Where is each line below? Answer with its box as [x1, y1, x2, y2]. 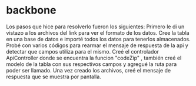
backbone [6, 4, 57, 17]
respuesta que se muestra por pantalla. [6, 73, 101, 80]
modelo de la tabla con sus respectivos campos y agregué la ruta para [6, 60, 177, 68]
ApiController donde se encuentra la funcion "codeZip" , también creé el [6, 54, 182, 61]
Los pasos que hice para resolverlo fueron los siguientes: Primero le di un [6, 23, 185, 30]
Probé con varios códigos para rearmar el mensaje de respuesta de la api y [6, 42, 188, 49]
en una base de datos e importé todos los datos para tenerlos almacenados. [6, 35, 191, 42]
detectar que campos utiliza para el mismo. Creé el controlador [6, 48, 160, 55]
